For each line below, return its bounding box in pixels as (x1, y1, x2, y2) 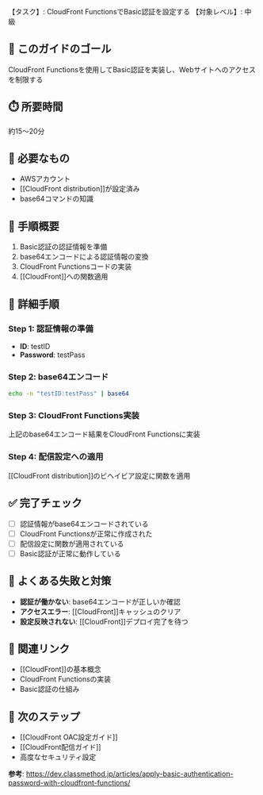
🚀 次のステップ (8, 709, 81, 724)
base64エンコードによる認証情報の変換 (19, 252, 149, 262)
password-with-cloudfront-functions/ (8, 778, 131, 788)
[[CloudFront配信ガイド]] (19, 743, 101, 752)
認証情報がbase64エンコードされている (19, 519, 149, 528)
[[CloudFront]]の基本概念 (19, 665, 101, 674)
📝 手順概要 (8, 219, 59, 232)
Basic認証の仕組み (19, 685, 80, 694)
